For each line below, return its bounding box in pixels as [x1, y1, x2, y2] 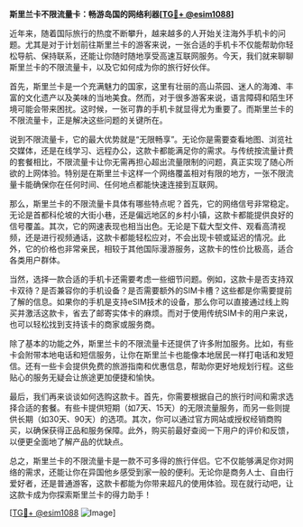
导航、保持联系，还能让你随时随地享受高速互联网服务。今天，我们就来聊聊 [16, 51, 294, 61]
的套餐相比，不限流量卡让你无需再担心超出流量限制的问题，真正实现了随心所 [9, 157, 294, 167]
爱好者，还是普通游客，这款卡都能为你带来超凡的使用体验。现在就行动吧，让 [9, 478, 294, 488]
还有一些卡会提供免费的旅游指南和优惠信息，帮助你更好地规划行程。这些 [24, 361, 294, 371]
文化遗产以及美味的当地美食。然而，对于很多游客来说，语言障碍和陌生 [24, 92, 286, 103]
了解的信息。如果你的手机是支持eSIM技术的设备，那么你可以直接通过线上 [9, 297, 281, 307]
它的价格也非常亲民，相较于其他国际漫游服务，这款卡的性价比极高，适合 [24, 244, 294, 254]
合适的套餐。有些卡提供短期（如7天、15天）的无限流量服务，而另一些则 [16, 402, 282, 413]
